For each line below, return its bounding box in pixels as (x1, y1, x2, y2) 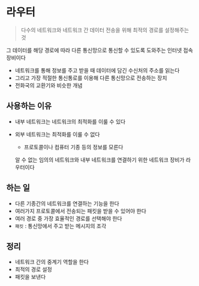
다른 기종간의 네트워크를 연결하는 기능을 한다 (14, 200, 120, 207)
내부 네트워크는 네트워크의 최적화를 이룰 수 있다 (14, 118, 126, 125)
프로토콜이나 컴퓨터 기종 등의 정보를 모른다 (23, 143, 124, 150)
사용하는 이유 (6, 101, 52, 111)
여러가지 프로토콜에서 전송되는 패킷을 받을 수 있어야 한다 (14, 207, 147, 214)
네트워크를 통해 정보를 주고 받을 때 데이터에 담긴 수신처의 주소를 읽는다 (14, 66, 180, 74)
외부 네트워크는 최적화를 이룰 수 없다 (14, 130, 100, 138)
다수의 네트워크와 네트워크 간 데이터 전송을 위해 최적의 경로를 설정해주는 (20, 26, 189, 34)
